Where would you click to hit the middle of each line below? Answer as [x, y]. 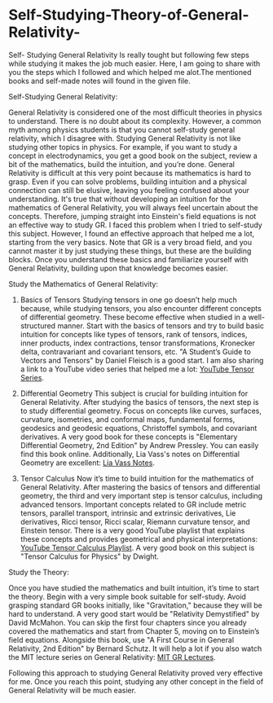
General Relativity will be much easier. [73, 690]
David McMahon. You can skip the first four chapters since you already [128, 622]
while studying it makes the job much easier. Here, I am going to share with [134, 64]
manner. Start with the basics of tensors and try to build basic [161, 325]
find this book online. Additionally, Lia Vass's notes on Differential [130, 454]
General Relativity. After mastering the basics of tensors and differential [140, 487]
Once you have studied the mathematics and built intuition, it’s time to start [134, 587]
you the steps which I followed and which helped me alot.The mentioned [130, 72]
